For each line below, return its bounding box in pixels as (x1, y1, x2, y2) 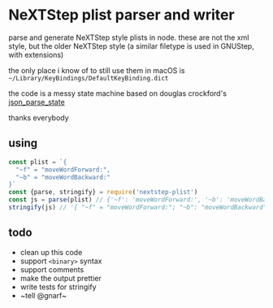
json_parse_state (8, 97, 65, 106)
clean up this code (19, 247, 83, 257)
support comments (19, 264, 84, 274)
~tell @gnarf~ (19, 290, 67, 300)
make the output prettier (19, 273, 102, 283)
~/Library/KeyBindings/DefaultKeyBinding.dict (8, 74, 169, 82)
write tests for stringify (19, 282, 97, 292)
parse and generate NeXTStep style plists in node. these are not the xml (8, 33, 249, 42)
